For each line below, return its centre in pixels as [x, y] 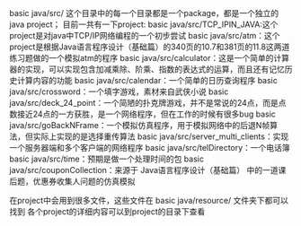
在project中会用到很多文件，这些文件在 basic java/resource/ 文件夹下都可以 [149, 200]
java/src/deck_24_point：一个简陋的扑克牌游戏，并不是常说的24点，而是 [144, 103]
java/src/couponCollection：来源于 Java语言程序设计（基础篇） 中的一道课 [148, 170]
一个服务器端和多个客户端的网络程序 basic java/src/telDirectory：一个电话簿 [150, 148]
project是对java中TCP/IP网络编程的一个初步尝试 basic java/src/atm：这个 [145, 35]
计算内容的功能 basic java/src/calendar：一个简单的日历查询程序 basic [147, 80]
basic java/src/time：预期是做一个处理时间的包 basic [107, 159]
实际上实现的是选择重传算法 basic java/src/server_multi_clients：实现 [161, 136]
